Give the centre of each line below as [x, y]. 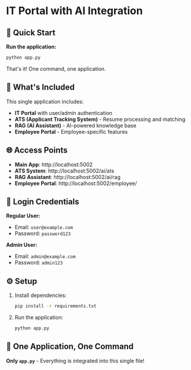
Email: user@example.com [44, 227]
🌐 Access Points [37, 151]
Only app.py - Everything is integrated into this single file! [76, 361]
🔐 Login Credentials [43, 201]
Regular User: [23, 216]
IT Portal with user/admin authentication [63, 113]
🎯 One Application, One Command [70, 347]
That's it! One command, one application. [56, 68]
